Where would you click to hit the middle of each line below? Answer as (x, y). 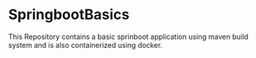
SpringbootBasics (69, 15)
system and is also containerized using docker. (85, 44)
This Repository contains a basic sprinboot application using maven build (128, 37)
